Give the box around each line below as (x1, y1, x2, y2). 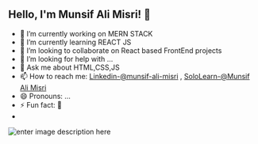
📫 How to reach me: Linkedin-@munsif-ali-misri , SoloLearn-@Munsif (19, 71, 250, 81)
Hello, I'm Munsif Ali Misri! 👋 (8, 8, 151, 21)
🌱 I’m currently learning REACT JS (19, 37, 132, 47)
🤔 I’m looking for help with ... (19, 54, 114, 63)
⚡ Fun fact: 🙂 (19, 100, 62, 109)
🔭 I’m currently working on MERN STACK (19, 28, 153, 38)
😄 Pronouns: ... (19, 91, 71, 100)
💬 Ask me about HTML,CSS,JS (19, 63, 121, 72)
